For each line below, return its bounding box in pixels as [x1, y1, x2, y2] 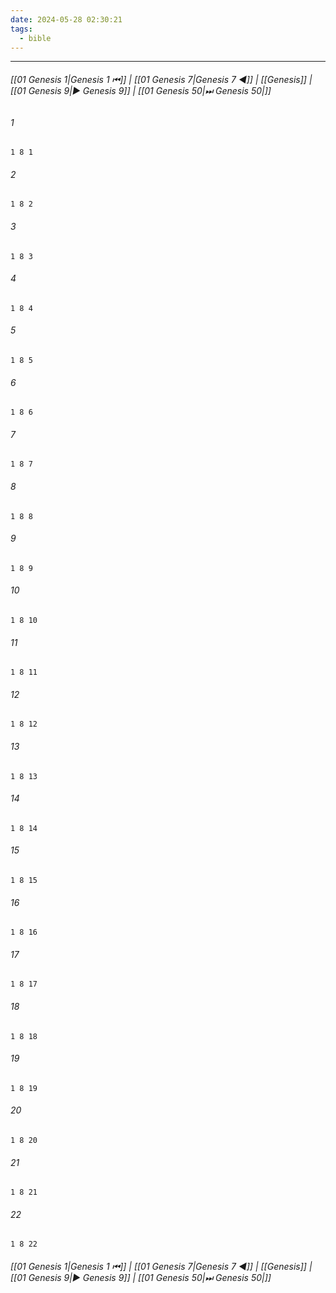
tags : [10, 24, 33, 34]
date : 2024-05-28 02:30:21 [10, 14, 123, 25]
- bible [19, 33, 52, 43]
